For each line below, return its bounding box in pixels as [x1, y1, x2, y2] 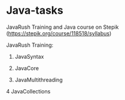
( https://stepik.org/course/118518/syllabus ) [6, 29, 112, 37]
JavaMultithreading [14, 76, 63, 83]
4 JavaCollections [6, 87, 51, 95]
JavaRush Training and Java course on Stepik [6, 23, 119, 31]
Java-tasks [6, 4, 64, 17]
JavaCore [14, 64, 39, 72]
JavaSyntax [14, 53, 44, 60]
